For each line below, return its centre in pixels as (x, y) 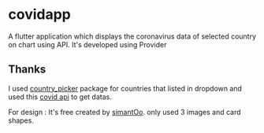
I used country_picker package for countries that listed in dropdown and (125, 88)
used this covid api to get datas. (60, 97)
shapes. (21, 120)
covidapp (39, 15)
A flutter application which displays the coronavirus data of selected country (132, 36)
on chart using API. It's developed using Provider (87, 44)
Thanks (27, 70)
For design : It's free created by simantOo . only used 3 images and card (125, 112)
